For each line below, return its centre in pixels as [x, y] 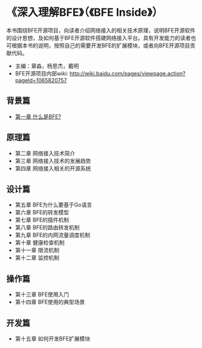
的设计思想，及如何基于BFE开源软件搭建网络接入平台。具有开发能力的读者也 [101, 38]
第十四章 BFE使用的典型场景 [50, 302]
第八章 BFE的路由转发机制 [47, 228]
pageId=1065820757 [41, 80]
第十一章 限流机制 [37, 250]
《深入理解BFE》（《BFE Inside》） [85, 12]
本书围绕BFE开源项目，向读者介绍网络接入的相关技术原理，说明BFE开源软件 [101, 30]
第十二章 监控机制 [37, 258]
